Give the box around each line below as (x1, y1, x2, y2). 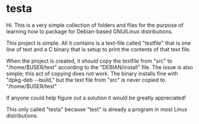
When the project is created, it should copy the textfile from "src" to (6, 57, 173, 64)
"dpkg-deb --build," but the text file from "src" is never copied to (6, 76, 166, 83)
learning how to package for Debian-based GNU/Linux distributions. (6, 27, 173, 35)
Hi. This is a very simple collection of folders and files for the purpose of (6, 21, 184, 29)
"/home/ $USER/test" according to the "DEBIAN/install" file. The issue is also (6, 63, 194, 70)
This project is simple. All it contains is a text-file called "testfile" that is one (6, 39, 191, 46)
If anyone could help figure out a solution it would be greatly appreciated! (6, 94, 186, 101)
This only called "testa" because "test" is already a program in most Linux (6, 106, 188, 113)
